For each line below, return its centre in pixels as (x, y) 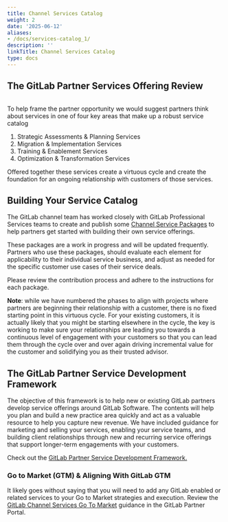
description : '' (30, 45)
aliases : (20, 33)
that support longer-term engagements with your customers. (93, 444)
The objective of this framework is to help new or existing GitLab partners (111, 401)
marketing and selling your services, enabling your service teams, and (106, 430)
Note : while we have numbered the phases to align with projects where (108, 301)
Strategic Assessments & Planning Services (79, 136)
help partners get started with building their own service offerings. (101, 231)
